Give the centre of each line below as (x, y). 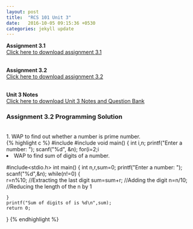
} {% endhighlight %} (33, 219)
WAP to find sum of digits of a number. (62, 155)
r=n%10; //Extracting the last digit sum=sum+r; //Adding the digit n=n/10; (97, 180)
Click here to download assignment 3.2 (55, 77)
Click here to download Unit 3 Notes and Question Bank (75, 101)
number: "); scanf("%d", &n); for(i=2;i (53, 149)
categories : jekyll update (40, 29)
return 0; (19, 208)
